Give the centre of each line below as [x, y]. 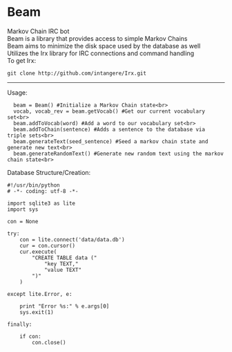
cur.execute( [38, 252]
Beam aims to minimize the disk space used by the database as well [104, 46]
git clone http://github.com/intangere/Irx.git [77, 73]
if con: [30, 336]
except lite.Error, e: [40, 294]
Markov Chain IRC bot [38, 31]
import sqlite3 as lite [41, 203]
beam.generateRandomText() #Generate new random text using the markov [119, 154]
